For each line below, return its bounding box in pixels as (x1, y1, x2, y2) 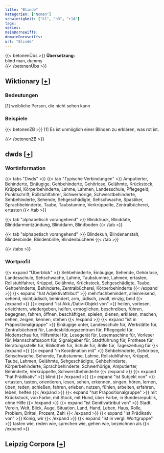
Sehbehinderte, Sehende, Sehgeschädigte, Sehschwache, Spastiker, (5, 197, 143, 202)
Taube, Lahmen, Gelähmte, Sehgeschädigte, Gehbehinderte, (5, 358, 127, 364)
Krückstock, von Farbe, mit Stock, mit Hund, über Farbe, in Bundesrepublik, (5, 394, 158, 400)
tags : (5, 21, 16, 26)
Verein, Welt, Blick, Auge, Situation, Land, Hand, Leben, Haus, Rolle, (5, 405, 142, 411)
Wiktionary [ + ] (5, 77, 50, 86)
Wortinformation (5, 165, 46, 172)
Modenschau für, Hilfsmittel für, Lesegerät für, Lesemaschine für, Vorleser (5, 332, 155, 338)
